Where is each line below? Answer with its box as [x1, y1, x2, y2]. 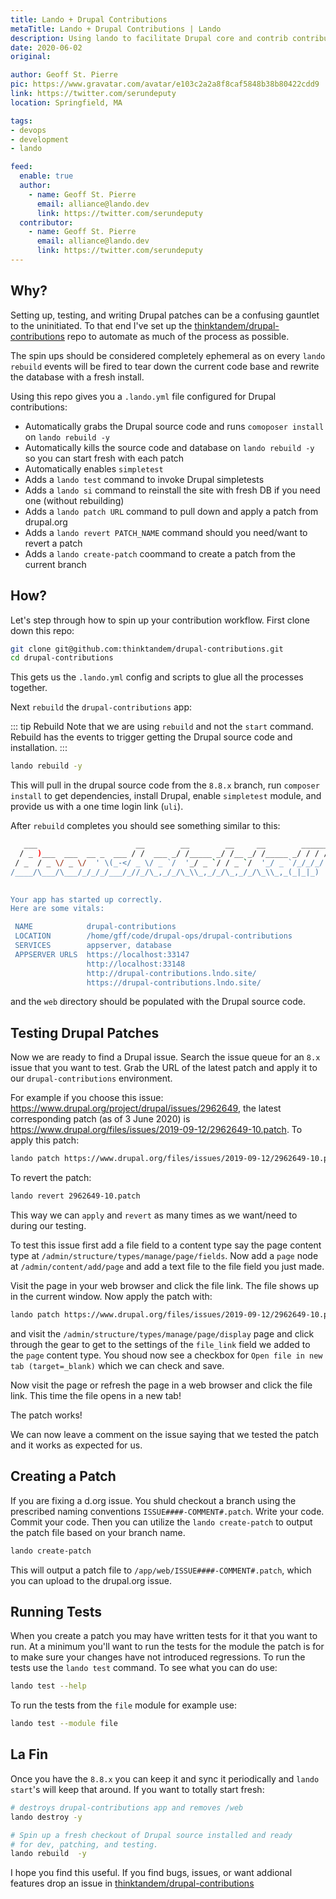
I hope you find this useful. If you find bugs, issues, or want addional [10, 1867, 293, 1879]
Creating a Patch [10, 1468, 117, 1485]
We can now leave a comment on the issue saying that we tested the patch [10, 1428, 320, 1440]
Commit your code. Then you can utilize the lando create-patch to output [10, 1516, 313, 1528]
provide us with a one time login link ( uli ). [10, 801, 184, 813]
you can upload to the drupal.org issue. [10, 1574, 173, 1586]
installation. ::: [10, 742, 68, 754]
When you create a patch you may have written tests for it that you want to [10, 1630, 318, 1642]
